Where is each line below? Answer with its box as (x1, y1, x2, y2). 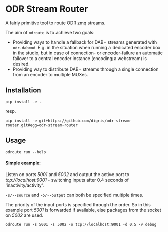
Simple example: (5, 160, 41, 166)
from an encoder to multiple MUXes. (12, 71, 88, 77)
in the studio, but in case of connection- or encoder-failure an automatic (12, 50, 163, 56)
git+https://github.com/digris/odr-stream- (39, 118, 132, 123)
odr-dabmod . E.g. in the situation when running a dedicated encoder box (12, 44, 161, 50)
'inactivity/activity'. (5, 182, 44, 188)
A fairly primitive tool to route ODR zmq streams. (5, 20, 106, 26)
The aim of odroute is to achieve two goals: (5, 29, 95, 35)
